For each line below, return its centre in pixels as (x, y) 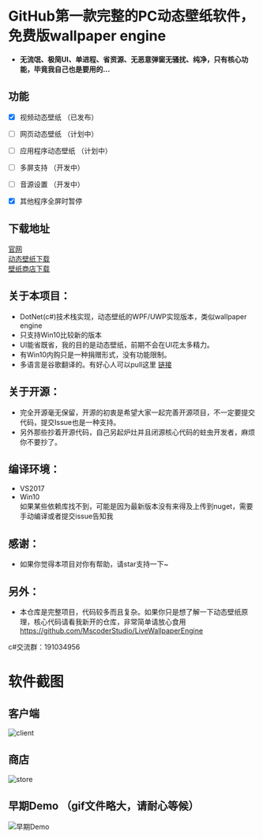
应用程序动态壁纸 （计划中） (66, 150)
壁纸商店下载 (29, 269)
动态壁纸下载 (29, 258)
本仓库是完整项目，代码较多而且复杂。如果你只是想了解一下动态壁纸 (130, 612)
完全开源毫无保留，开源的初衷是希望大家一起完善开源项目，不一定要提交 (137, 412)
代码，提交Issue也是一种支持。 (70, 422)
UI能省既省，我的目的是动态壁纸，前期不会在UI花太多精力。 (117, 344)
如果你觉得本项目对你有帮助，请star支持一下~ (94, 564)
